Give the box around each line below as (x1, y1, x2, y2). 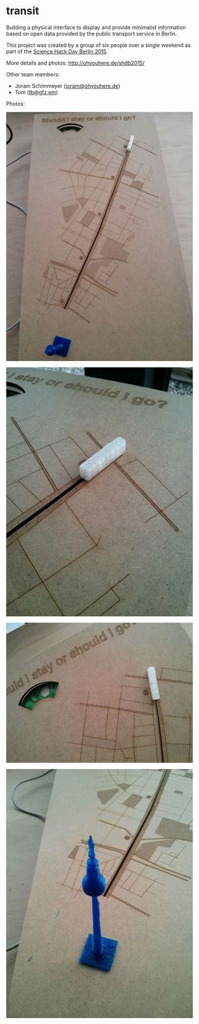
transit (6, 4, 40, 18)
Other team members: (6, 71, 60, 78)
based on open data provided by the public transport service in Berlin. (6, 30, 178, 37)
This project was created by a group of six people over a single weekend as (6, 42, 191, 49)
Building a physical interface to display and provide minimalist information (6, 24, 187, 31)
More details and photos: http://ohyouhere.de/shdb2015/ (6, 59, 145, 66)
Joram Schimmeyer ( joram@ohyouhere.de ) (14, 82, 120, 90)
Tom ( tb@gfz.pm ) (14, 88, 58, 95)
